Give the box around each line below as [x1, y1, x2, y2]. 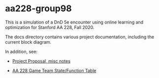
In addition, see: [5, 49, 38, 54]
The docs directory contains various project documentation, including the [5, 34, 154, 40]
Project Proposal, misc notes [12, 58, 70, 64]
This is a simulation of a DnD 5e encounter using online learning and [5, 19, 144, 25]
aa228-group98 [5, 3, 72, 14]
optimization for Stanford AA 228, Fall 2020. [5, 24, 95, 30]
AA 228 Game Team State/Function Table [12, 67, 96, 74]
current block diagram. [5, 39, 52, 45]
